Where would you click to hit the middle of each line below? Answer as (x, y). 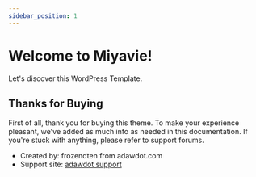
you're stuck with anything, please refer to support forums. (106, 140)
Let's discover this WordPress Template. (76, 78)
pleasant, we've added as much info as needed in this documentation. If (128, 132)
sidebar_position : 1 (43, 16)
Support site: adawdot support (71, 164)
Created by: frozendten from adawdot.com (91, 156)
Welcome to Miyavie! (80, 55)
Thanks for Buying (56, 103)
